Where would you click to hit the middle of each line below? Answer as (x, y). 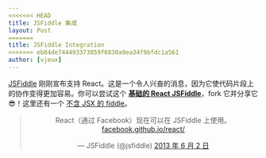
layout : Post (30, 30)
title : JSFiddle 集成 (43, 23)
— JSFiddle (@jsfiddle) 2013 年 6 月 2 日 (143, 145)
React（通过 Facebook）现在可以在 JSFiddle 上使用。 (143, 120)
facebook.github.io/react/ (143, 129)
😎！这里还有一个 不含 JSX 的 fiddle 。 (70, 103)
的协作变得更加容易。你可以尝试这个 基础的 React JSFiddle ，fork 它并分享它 (133, 93)
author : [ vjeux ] (35, 60)
